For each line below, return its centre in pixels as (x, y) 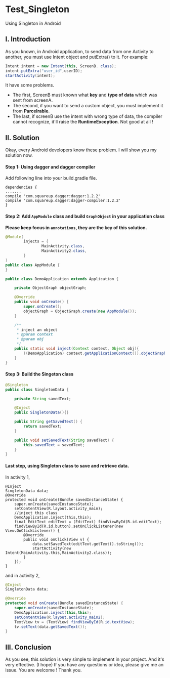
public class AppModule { (32, 265)
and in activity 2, (23, 575)
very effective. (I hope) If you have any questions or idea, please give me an (84, 665)
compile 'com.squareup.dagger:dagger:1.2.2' (53, 196)
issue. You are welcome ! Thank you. (44, 670)
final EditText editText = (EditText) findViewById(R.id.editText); (88, 522)
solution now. (19, 155)
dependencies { (21, 187)
